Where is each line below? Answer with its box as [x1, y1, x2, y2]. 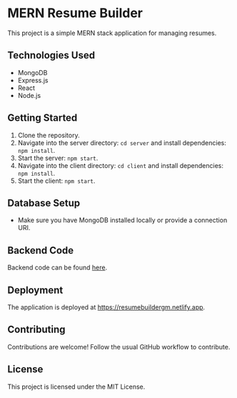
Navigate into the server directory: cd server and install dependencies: [17, 138, 227, 147]
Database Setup [7, 196, 81, 209]
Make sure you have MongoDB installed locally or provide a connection [17, 216, 228, 224]
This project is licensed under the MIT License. [7, 382, 146, 391]
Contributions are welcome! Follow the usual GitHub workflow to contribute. [7, 342, 231, 351]
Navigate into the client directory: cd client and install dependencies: [17, 161, 223, 169]
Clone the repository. [17, 131, 80, 139]
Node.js [17, 91, 41, 99]
